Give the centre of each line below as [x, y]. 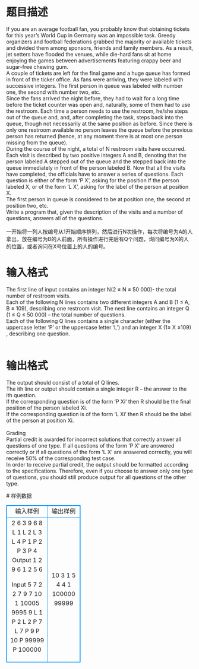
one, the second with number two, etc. [53, 92]
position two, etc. [27, 205]
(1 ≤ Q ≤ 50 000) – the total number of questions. [66, 315]
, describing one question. [38, 334]
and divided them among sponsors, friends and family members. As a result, [100, 47]
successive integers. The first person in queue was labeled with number [94, 85]
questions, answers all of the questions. [55, 218]
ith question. [21, 395]
